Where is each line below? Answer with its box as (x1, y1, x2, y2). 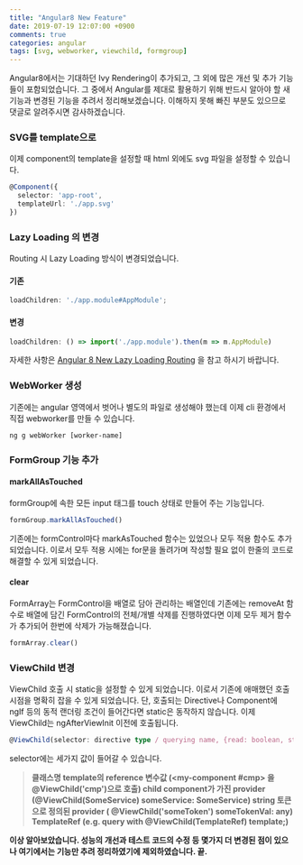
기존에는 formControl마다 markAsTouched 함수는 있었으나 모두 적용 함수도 (9, 533, 276, 544)
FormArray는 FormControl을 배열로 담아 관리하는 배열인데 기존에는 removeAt (9, 597, 285, 609)
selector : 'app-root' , (17, 191, 103, 200)
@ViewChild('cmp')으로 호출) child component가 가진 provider (31, 783, 266, 794)
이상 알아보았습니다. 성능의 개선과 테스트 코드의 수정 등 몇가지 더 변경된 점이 (9, 834, 272, 845)
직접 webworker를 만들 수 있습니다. (9, 412, 135, 424)
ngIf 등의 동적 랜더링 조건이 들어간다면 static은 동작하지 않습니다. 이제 (9, 706, 256, 717)
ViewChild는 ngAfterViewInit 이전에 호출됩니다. (9, 718, 179, 729)
